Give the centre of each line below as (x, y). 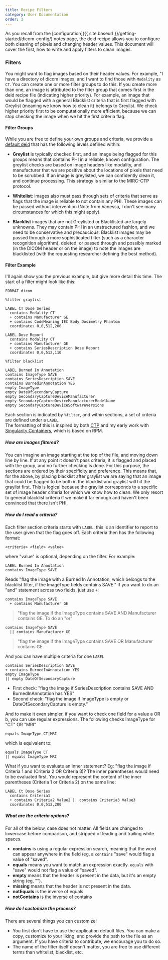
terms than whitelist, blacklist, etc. (48, 952)
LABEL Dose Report (24, 335)
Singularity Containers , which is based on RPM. (54, 431)
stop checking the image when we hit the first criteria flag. (65, 116)
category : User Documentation (37, 15)
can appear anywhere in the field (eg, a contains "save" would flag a (83, 854)
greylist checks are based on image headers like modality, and (77, 164)
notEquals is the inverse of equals (48, 891)
